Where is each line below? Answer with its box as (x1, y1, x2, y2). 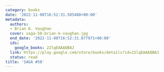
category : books (5, 7, 40, 13)
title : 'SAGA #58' (5, 59, 45, 64)
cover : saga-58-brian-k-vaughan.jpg (10, 31, 88, 36)
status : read (10, 54, 38, 60)
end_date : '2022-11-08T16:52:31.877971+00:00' (10, 36, 111, 41)
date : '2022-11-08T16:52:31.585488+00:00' (5, 12, 97, 17)
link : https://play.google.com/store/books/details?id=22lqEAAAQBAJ (10, 50, 159, 55)
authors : (10, 21, 29, 27)
